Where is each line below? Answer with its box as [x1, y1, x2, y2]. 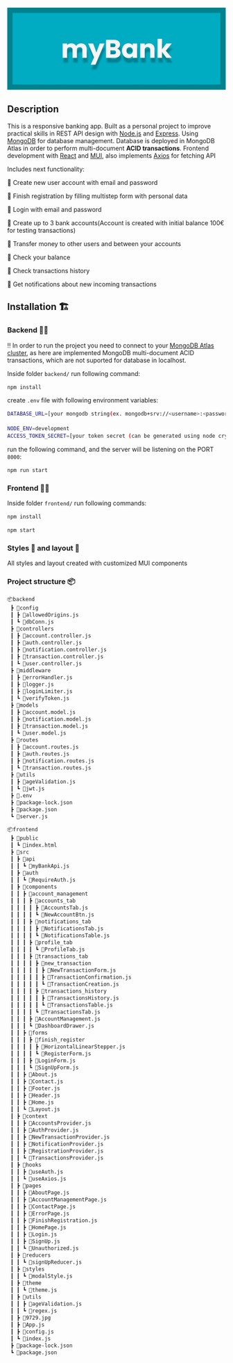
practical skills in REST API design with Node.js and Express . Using [7, 129, 199, 138]
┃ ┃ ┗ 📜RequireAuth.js [10, 876, 76, 883]
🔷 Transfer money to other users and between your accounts [7, 239, 182, 247]
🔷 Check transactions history [7, 266, 90, 275]
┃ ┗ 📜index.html [10, 842, 58, 849]
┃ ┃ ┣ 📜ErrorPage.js [10, 1210, 70, 1217]
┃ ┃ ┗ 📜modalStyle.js [10, 1273, 73, 1280]
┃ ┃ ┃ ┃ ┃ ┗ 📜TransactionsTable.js [10, 1002, 113, 1009]
